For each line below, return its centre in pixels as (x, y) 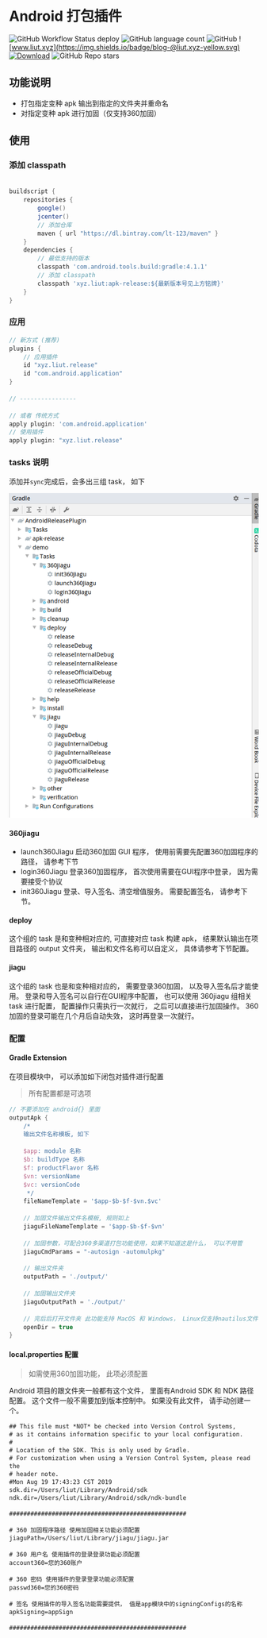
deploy (21, 920)
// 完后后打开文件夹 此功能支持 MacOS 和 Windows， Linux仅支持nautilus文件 (141, 1319)
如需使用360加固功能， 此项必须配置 (88, 1374)
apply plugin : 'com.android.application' (78, 424)
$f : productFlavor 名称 (61, 1168)
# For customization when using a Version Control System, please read (130, 1458)
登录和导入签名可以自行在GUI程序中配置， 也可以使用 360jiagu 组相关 (138, 996)
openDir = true (48, 1327)
